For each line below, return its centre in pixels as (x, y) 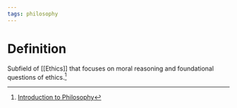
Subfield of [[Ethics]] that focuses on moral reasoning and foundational (110, 68)
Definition (37, 48)
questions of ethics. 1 (37, 76)
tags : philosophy (33, 14)
